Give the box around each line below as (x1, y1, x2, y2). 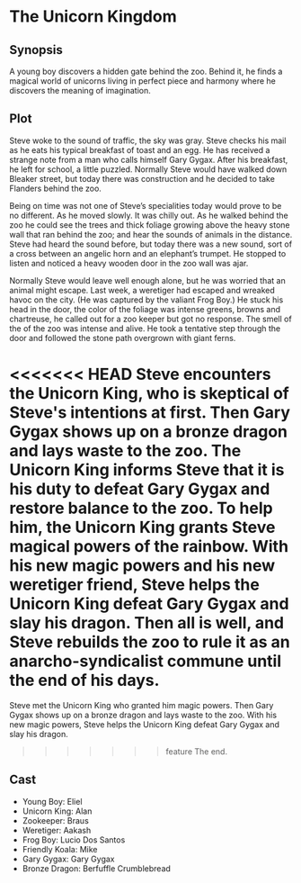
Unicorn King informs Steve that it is (9, 460, 285, 480)
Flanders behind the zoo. (9, 183, 102, 194)
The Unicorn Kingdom (9, 6, 177, 27)
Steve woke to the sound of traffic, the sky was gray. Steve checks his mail (9, 135, 287, 146)
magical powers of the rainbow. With (9, 536, 289, 556)
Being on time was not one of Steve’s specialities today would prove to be (9, 200, 282, 211)
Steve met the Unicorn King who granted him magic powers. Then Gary (9, 699, 274, 710)
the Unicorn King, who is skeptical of (9, 383, 290, 403)
